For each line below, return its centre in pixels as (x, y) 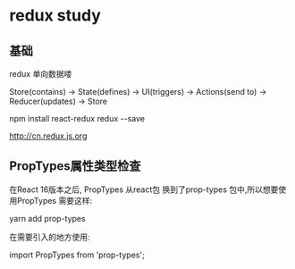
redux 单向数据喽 (41, 74)
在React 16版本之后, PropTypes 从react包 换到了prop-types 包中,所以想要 (144, 189)
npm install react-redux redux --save (77, 118)
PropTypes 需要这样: (54, 200)
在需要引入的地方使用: (50, 237)
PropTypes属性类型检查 (75, 166)
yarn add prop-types (48, 218)
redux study (55, 16)
